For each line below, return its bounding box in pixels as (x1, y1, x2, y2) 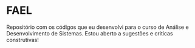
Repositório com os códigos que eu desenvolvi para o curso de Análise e (6, 23, 190, 31)
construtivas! (6, 36, 39, 43)
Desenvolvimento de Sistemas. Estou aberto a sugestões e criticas (6, 29, 173, 37)
